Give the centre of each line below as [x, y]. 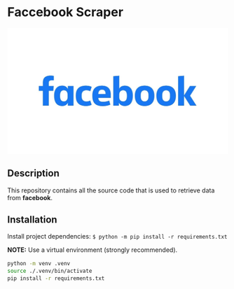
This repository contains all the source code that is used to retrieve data [111, 190]
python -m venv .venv [39, 264]
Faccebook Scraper [66, 12]
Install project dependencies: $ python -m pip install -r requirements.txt [117, 237]
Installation [32, 220]
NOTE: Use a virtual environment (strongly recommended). [92, 250]
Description [33, 173]
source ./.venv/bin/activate [50, 271]
